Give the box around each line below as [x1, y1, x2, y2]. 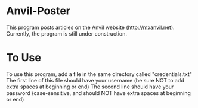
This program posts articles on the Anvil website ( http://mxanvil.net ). [6, 24, 175, 31]
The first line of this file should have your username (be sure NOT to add [6, 77, 184, 84]
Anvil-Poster [6, 4, 70, 18]
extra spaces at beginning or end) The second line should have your [6, 83, 174, 90]
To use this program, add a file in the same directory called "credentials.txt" [6, 70, 193, 78]
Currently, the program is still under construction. [6, 30, 127, 37]
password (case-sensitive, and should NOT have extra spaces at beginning [6, 89, 191, 96]
